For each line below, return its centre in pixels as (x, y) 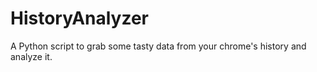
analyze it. (31, 56)
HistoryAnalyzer (80, 18)
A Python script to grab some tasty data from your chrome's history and (158, 46)
